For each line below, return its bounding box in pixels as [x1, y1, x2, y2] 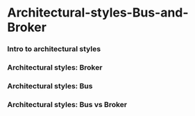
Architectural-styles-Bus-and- [7, 5, 189, 21]
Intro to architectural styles [7, 44, 101, 54]
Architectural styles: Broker [7, 63, 103, 72]
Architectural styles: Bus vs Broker [7, 99, 127, 109]
